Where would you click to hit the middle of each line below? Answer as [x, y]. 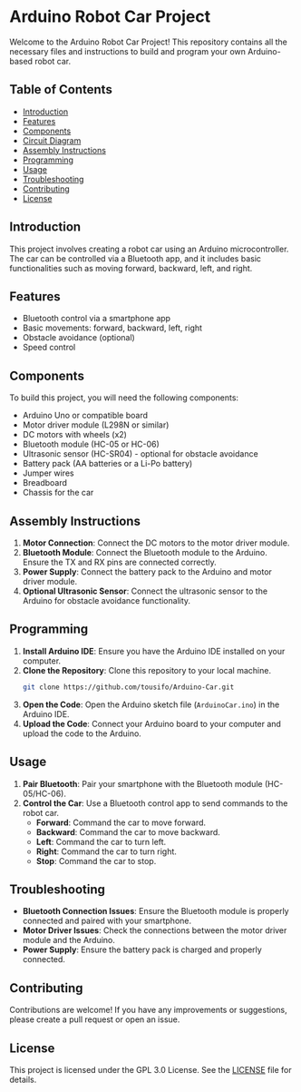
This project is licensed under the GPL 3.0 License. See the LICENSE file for [150, 1069]
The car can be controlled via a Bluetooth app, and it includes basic [135, 258]
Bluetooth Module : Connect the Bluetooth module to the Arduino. [145, 552]
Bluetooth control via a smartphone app [96, 319]
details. [23, 1079]
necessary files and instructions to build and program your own [128, 51]
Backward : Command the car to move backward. [128, 831]
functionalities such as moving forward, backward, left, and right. [131, 268]
